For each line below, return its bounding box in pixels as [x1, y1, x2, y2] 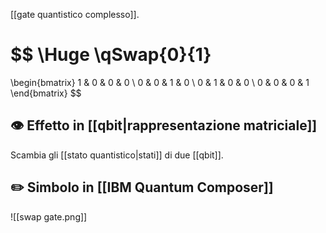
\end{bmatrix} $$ [10, 87, 82, 99]
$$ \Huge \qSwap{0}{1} [10, 44, 212, 66]
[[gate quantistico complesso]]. [10, 9, 140, 20]
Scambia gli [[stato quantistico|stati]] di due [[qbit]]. [10, 149, 224, 161]
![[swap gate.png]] [10, 210, 88, 223]
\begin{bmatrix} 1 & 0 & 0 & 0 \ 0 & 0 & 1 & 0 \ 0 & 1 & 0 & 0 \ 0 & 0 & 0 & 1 [10, 76, 310, 88]
